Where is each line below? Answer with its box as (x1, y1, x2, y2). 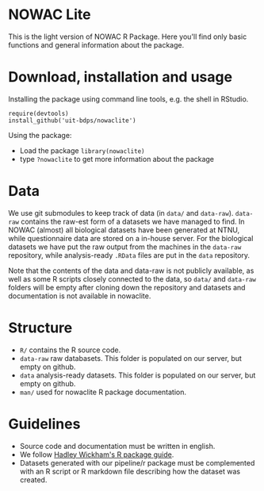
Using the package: (8, 130, 72, 140)
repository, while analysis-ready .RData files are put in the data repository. (8, 250, 251, 259)
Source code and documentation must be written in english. (19, 441, 216, 451)
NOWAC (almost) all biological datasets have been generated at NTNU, (8, 224, 240, 235)
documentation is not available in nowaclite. (8, 291, 151, 301)
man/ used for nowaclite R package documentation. (19, 387, 187, 397)
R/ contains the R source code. (19, 345, 121, 355)
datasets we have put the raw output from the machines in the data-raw (8, 242, 242, 251)
